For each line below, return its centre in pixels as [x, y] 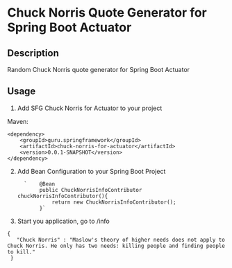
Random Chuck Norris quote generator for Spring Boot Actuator [98, 70]
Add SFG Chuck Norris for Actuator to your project [90, 108]
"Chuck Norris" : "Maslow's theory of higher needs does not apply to [121, 240]
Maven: [18, 121]
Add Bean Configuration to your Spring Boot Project [91, 171]
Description [33, 53]
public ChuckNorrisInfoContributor [91, 190]
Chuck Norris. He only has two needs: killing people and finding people [116, 246]
